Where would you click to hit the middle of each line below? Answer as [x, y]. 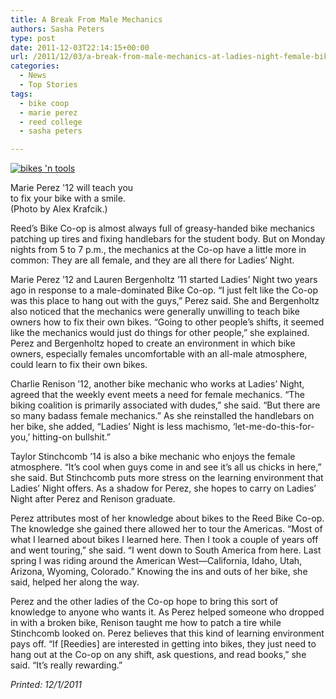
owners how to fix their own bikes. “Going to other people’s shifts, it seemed [167, 322]
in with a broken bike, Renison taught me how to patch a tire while [146, 623]
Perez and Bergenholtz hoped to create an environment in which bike [153, 343]
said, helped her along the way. [75, 582]
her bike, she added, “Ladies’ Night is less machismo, [120, 427]
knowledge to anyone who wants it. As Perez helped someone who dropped [167, 612]
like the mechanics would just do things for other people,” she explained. [160, 333]
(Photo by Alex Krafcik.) [59, 209]
